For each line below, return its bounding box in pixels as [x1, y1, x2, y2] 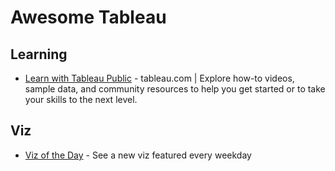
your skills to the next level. [24, 94, 138, 105]
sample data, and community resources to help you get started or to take [24, 83, 326, 95]
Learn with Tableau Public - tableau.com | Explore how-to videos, [24, 72, 295, 84]
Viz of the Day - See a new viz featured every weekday [24, 149, 252, 161]
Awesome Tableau [10, 6, 167, 29]
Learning [10, 46, 68, 63]
